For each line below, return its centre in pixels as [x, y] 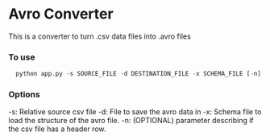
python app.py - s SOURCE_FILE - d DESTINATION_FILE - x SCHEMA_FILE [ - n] [139, 74]
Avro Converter [61, 14]
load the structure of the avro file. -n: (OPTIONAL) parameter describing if [131, 121]
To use [22, 57]
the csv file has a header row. [57, 129]
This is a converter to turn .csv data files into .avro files [100, 36]
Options [24, 95]
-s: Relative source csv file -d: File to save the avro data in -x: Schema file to [135, 112]
